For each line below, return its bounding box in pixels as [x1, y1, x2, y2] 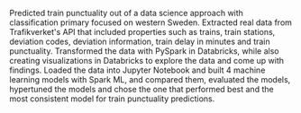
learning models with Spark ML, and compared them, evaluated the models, [9, 74, 291, 84]
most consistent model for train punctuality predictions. [9, 93, 215, 104]
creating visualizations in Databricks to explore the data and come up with [9, 56, 285, 65]
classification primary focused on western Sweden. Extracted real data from [9, 17, 293, 28]
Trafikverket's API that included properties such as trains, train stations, [9, 27, 276, 37]
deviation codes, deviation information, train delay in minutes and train [9, 36, 270, 47]
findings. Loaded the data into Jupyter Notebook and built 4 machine [9, 65, 266, 75]
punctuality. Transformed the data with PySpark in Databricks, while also [9, 46, 279, 56]
